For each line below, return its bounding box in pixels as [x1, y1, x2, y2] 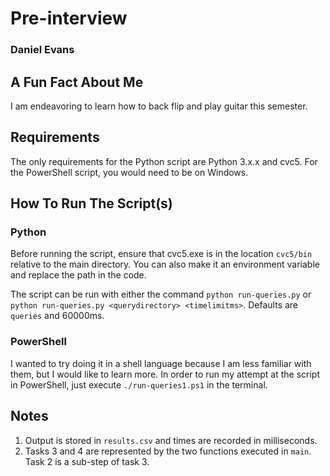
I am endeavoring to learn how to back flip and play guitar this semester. [10, 100, 308, 112]
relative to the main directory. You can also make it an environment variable [10, 258, 320, 271]
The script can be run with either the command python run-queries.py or [10, 288, 312, 301]
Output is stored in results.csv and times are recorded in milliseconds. [24, 434, 318, 446]
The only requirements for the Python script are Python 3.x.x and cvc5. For [10, 155, 318, 167]
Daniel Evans [10, 43, 75, 57]
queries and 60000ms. [10, 310, 105, 322]
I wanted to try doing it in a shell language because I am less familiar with [10, 357, 312, 369]
